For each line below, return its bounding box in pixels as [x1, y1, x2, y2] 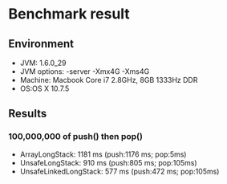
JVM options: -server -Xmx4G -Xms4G [19, 67, 150, 76]
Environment [8, 37, 75, 51]
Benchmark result [8, 5, 130, 23]
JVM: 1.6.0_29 [19, 58, 67, 67]
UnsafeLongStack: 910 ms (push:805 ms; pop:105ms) [19, 157, 198, 167]
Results [8, 107, 47, 121]
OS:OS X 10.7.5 [19, 84, 70, 93]
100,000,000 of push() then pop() [8, 131, 143, 142]
